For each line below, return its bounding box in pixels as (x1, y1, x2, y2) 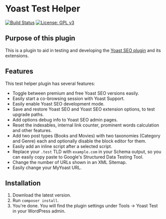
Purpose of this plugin (5, 34, 76, 42)
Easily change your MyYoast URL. (12, 164, 82, 170)
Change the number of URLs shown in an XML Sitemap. (12, 159, 127, 165)
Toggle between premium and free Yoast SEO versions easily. (12, 90, 140, 96)
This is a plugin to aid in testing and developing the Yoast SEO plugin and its (5, 47, 161, 53)
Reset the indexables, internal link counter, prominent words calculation (12, 122, 160, 128)
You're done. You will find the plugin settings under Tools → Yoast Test (12, 203, 158, 209)
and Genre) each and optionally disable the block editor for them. (12, 138, 147, 144)
